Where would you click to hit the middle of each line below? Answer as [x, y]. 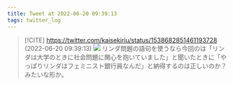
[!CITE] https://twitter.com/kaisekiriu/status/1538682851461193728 [121, 40]
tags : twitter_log [34, 20]
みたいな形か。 [46, 75]
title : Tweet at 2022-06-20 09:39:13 [62, 14]
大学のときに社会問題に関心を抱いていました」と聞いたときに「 [129, 57]
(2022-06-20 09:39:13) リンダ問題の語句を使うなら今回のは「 [118, 48]
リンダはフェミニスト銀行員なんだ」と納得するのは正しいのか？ [135, 65]
